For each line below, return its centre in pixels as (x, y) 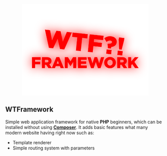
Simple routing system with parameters (54, 148)
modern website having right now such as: (50, 133)
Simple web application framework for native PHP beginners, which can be (84, 122)
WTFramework (29, 109)
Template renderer (32, 142)
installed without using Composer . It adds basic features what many (77, 127)
